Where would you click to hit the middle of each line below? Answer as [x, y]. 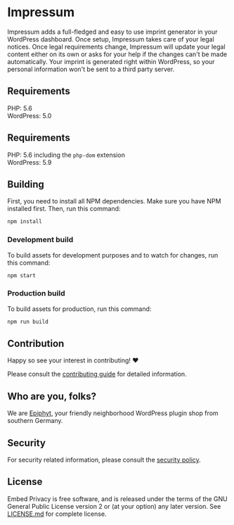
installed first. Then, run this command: [64, 209]
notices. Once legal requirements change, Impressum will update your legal [117, 46]
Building [26, 184]
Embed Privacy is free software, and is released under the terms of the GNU [118, 499]
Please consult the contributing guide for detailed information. [97, 374]
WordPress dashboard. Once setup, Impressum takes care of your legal [111, 39]
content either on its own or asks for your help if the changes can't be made [117, 54]
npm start [22, 275]
